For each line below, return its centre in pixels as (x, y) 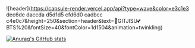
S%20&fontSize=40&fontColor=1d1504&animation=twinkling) (84, 28)
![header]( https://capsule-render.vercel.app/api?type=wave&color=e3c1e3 (97, 8)
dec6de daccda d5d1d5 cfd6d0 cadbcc (54, 15)
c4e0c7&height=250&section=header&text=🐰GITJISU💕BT (73, 21)
